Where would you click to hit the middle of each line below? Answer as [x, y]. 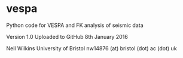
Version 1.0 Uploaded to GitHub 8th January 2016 [67, 36]
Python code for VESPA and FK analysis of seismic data [75, 25]
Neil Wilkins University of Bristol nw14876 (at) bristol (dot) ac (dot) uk [92, 48]
